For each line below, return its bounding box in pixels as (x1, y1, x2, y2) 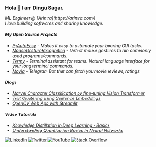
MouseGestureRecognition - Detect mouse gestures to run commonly (12, 48, 151, 53)
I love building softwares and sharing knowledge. (5, 20, 104, 26)
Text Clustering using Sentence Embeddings (12, 95, 101, 101)
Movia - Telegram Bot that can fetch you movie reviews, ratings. (12, 68, 141, 74)
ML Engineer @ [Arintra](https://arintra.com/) (5, 16, 96, 21)
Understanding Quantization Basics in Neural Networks (12, 127, 124, 133)
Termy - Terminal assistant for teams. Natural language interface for (12, 58, 150, 64)
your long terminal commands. (12, 63, 74, 69)
